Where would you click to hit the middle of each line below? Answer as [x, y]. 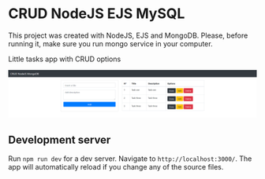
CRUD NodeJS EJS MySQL [97, 14]
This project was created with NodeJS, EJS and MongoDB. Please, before [128, 35]
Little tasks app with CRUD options [65, 59]
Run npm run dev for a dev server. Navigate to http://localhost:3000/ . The [130, 159]
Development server [60, 139]
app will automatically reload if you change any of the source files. [116, 167]
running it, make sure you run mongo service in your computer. [110, 43]
